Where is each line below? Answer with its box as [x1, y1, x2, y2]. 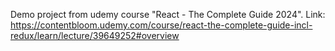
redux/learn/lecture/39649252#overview [10, 30, 180, 41]
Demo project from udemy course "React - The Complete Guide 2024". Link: [10, 9, 326, 20]
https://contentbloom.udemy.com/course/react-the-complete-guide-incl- [10, 19, 313, 31]
